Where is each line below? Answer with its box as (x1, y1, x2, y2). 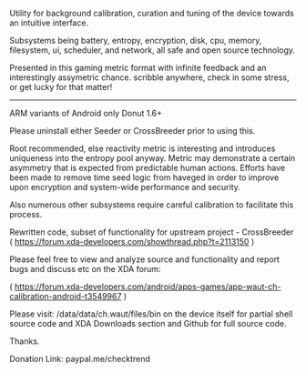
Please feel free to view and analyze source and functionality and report (9, 254, 280, 265)
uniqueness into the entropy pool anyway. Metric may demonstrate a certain (9, 153, 296, 163)
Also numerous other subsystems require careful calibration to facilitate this (9, 199, 294, 210)
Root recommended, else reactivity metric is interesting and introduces (9, 143, 276, 154)
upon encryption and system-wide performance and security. (9, 182, 241, 192)
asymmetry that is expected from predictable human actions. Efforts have (9, 163, 286, 173)
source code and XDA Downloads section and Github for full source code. (9, 318, 287, 328)
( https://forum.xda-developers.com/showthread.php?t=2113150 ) (9, 237, 255, 247)
